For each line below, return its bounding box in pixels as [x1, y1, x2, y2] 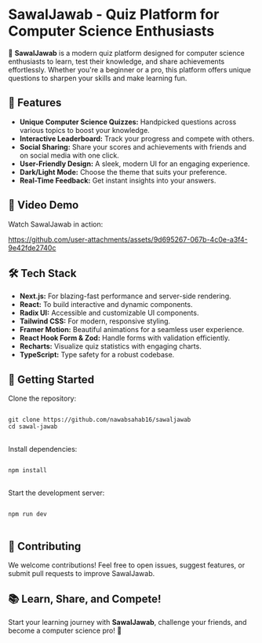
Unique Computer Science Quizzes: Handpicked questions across [19, 116, 237, 127]
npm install [8, 467, 47, 475]
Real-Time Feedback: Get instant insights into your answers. [19, 176, 217, 185]
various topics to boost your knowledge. [19, 125, 151, 135]
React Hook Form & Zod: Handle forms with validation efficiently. [19, 333, 230, 343]
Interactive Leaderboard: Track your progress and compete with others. [19, 134, 255, 143]
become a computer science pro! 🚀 [8, 626, 122, 635]
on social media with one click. [19, 150, 119, 160]
